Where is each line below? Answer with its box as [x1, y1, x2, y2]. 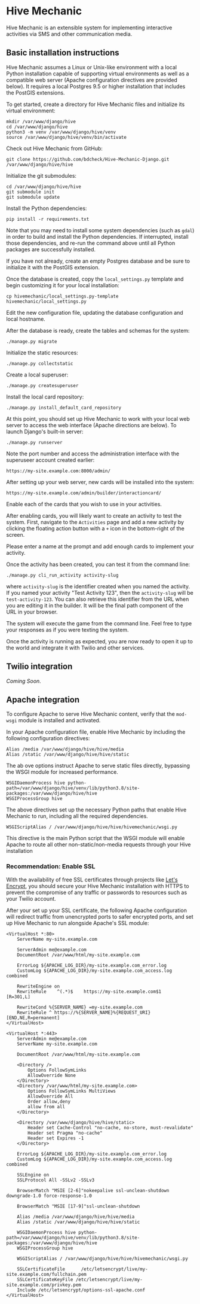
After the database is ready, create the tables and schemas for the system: [6, 327, 190, 334]
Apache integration [6, 694, 80, 704]
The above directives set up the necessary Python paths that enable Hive [6, 806, 187, 813]
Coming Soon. [6, 677, 42, 685]
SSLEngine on [17, 1172, 50, 1178]
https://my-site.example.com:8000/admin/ [6, 468, 111, 474]
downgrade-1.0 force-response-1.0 [6, 1193, 93, 1199]
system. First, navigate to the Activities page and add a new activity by [6, 518, 184, 525]
